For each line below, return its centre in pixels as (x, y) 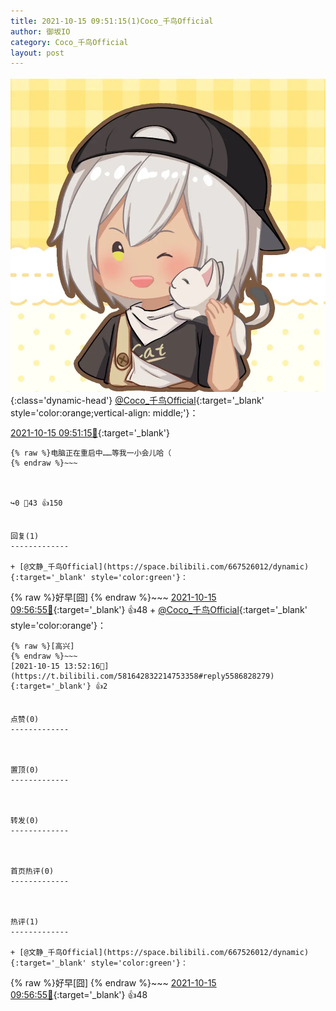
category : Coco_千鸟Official (69, 42)
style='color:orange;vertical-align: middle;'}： (104, 413)
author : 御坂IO (40, 31)
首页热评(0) (32, 871)
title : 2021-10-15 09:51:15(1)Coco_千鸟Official (112, 21)
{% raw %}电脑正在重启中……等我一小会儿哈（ (91, 453)
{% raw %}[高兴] (42, 646)
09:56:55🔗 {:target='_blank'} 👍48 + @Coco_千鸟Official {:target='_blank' (159, 610)
